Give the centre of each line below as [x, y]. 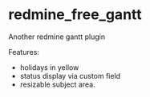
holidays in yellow [49, 67]
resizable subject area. [57, 84]
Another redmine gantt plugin [57, 37]
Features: [24, 52]
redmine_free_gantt [75, 15]
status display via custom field [70, 76]
